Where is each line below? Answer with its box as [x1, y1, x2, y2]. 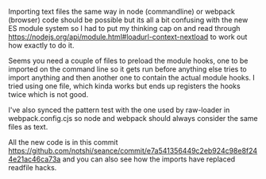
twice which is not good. [8, 90, 89, 99]
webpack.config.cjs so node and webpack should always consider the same [8, 114, 258, 123]
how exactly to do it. [8, 41, 75, 50]
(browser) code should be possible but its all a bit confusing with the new [8, 15, 249, 25]
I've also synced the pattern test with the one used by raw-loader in [8, 105, 230, 115]
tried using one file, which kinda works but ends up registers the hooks [8, 81, 241, 91]
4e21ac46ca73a [8, 154, 61, 164]
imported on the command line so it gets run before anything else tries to [8, 64, 248, 74]
